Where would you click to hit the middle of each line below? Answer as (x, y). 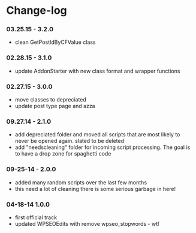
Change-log (37, 11)
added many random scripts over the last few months (81, 182)
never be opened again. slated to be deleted (70, 141)
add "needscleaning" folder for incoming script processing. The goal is (102, 147)
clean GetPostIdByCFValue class (55, 42)
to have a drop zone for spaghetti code (63, 154)
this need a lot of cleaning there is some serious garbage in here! (95, 189)
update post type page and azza (55, 106)
